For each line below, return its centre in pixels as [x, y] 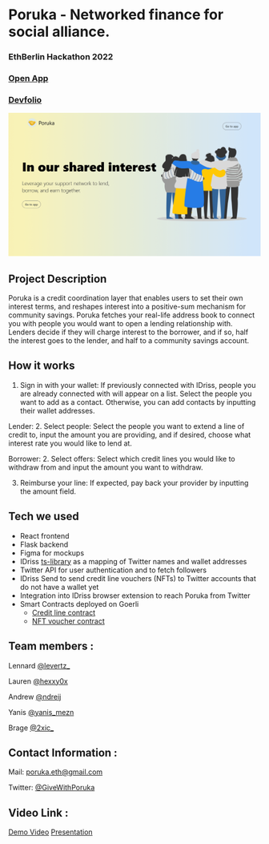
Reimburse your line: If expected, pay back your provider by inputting [134, 483]
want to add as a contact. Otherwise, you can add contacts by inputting [138, 402]
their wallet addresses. [57, 410]
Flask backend [44, 544]
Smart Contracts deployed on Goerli [79, 604]
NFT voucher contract [68, 621]
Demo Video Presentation [51, 832]
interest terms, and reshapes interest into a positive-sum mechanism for [127, 307]
